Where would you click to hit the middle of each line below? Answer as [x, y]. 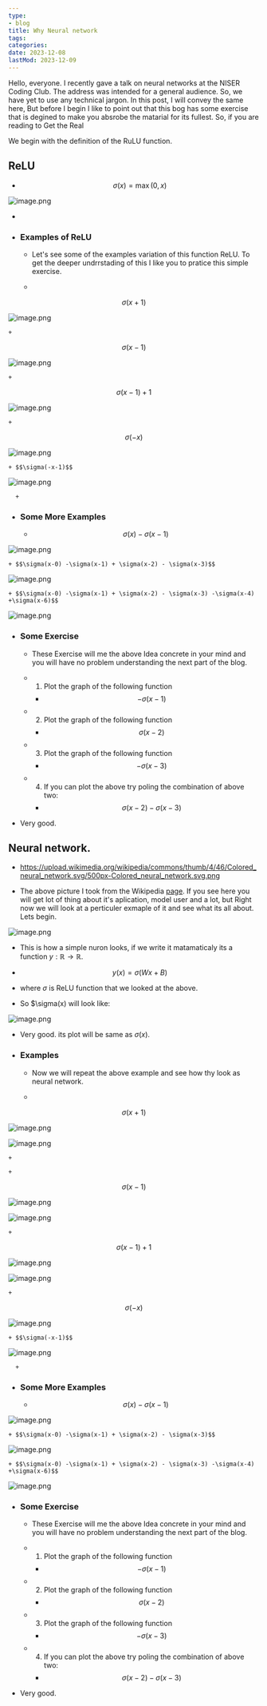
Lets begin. [38, 917]
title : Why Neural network [53, 30]
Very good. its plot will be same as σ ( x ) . [84, 1035]
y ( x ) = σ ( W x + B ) [140, 972]
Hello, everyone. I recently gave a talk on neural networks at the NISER [124, 83]
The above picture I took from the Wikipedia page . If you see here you [135, 891]
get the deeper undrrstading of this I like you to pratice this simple [140, 262]
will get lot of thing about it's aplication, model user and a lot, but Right [136, 900]
